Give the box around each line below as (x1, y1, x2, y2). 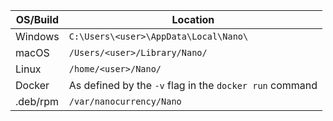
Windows (15, 30, 60, 43)
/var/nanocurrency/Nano (68, 96, 182, 107)
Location (171, 13, 215, 26)
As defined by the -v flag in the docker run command (68, 79, 318, 92)
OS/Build (15, 13, 60, 26)
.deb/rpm (15, 95, 60, 108)
